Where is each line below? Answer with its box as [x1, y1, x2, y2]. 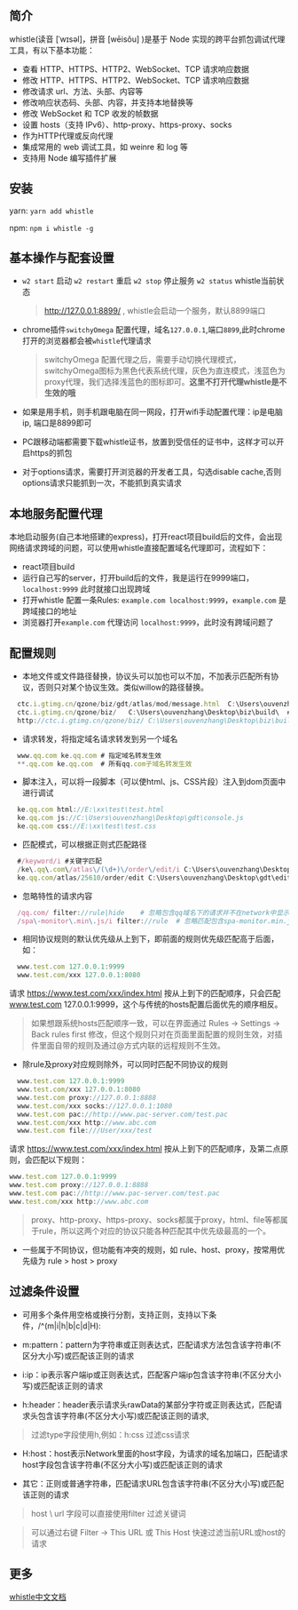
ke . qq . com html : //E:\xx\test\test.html [17, 805, 165, 815]
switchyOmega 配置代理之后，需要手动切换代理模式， [43, 355, 241, 365]
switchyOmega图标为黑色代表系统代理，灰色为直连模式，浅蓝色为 [43, 365, 286, 376]
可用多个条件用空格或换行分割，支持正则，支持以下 [21, 1309, 209, 1319]
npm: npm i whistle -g [9, 222, 94, 233]
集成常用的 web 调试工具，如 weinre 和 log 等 [21, 141, 188, 152]
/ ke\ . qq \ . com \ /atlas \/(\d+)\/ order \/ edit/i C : [17, 865, 192, 873]
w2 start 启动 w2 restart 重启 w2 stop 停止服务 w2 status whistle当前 [21, 275, 277, 286]
